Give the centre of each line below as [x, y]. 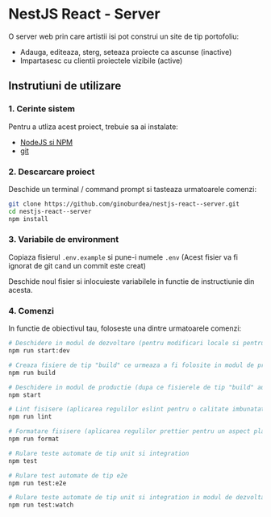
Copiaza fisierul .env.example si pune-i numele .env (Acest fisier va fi [123, 257]
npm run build [32, 373]
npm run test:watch [41, 505]
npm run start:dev [39, 351]
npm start [25, 395]
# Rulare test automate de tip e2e [68, 475]
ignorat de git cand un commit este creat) [77, 265]
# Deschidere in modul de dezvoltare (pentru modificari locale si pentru [137, 344]
